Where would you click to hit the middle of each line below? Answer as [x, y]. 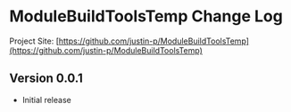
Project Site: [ [34, 41]
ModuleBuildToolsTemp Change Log [146, 16]
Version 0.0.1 [46, 79]
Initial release [46, 100]
